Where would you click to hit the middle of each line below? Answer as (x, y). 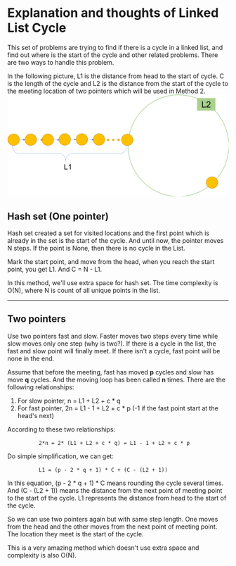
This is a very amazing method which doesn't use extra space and (103, 548)
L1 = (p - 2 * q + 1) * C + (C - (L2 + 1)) (103, 470)
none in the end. (31, 358)
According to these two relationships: (61, 429)
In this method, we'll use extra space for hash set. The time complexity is (113, 283)
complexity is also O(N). (42, 555)
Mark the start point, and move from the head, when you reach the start (111, 262)
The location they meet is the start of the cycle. (76, 534)
